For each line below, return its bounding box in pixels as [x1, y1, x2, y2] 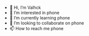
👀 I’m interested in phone [9, 10, 59, 16]
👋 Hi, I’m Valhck [9, 5, 41, 10]
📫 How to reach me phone [9, 26, 64, 31]
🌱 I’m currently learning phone [9, 15, 70, 20]
